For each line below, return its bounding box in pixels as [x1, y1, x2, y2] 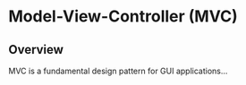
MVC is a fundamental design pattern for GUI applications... [8, 65, 228, 76]
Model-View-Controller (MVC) [8, 6, 238, 27]
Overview [8, 42, 64, 57]
